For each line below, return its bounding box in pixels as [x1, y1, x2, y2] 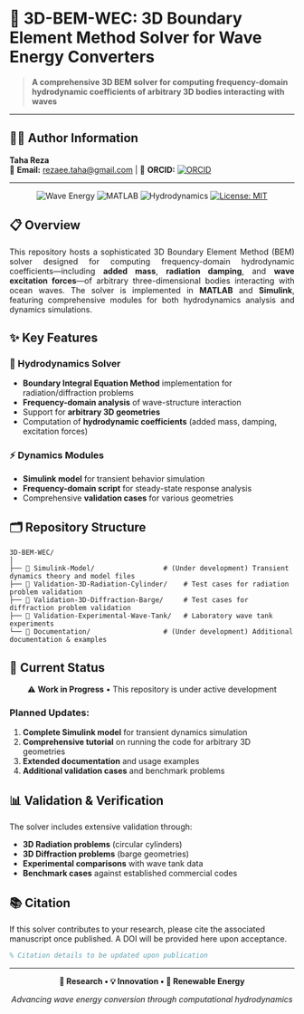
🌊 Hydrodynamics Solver [9, 357, 121, 369]
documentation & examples [9, 636, 107, 645]
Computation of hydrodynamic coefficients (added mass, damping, [22, 416, 278, 427]
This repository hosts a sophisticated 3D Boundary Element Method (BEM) [9, 246, 295, 257]
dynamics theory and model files [9, 572, 136, 581]
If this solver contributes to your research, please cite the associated [9, 923, 265, 935]
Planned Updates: [9, 706, 90, 719]
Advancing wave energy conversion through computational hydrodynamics [11, 993, 293, 1004]
